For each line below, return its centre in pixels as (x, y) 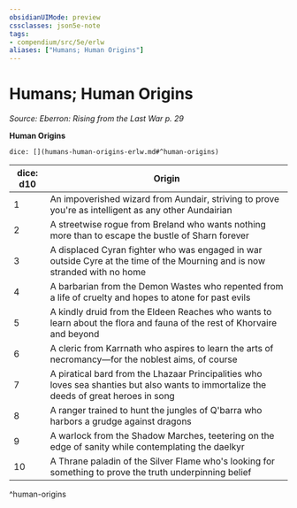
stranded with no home (98, 273)
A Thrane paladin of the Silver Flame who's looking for (163, 461)
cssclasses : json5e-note (55, 26)
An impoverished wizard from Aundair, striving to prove (165, 199)
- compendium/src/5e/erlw (57, 42)
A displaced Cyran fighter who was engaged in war (156, 250)
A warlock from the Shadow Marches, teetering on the (162, 436)
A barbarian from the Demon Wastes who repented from (167, 287)
